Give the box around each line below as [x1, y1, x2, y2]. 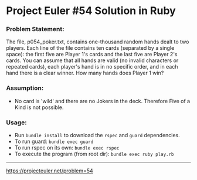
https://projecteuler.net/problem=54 [6, 167, 94, 174]
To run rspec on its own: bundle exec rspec [14, 144, 120, 151]
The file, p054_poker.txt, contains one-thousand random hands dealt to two [6, 38, 189, 45]
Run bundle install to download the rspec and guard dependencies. [14, 132, 180, 139]
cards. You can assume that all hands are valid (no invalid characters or [6, 57, 179, 64]
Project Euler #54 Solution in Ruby [6, 4, 176, 18]
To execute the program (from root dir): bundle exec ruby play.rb [14, 151, 174, 158]
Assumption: [6, 84, 44, 92]
